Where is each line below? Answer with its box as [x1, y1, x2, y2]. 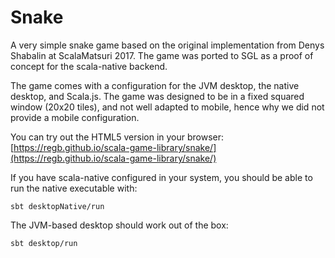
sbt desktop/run [10, 238, 78, 248]
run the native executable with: [10, 182, 138, 194]
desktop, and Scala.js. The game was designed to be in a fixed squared [10, 90, 305, 102]
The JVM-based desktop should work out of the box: [10, 219, 229, 231]
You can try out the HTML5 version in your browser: [10, 131, 225, 143]
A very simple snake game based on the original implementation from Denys [10, 39, 325, 51]
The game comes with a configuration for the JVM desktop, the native [10, 79, 300, 91]
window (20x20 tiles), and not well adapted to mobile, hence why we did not [10, 101, 325, 113]
